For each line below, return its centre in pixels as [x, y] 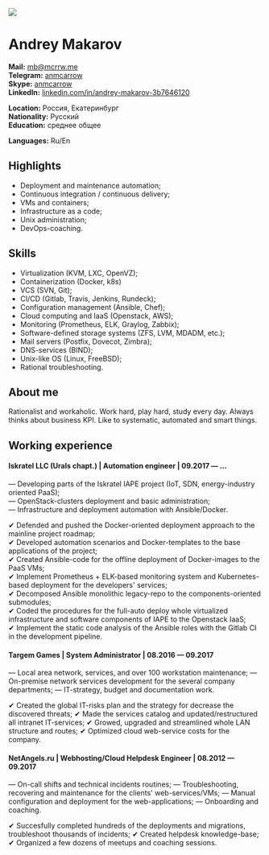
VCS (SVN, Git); [46, 290]
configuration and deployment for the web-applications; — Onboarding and [134, 802]
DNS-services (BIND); [56, 349]
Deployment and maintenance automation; [90, 185]
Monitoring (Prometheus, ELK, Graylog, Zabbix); [99, 324]
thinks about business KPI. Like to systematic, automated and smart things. [133, 420]
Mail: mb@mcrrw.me [43, 66]
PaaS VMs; [27, 568]
